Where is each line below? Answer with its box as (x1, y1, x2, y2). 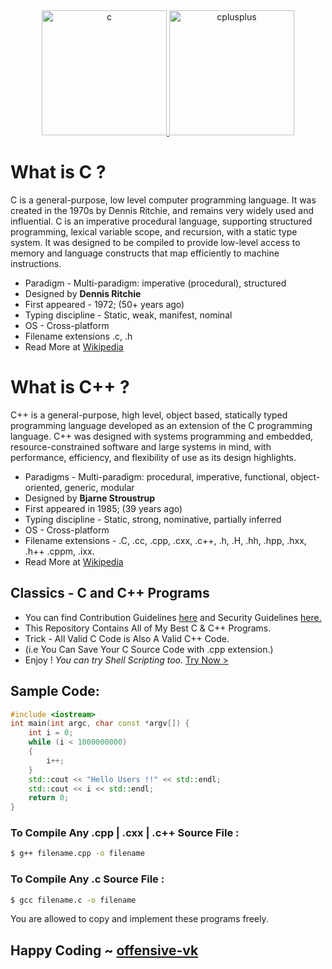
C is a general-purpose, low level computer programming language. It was (10, 194, 317, 206)
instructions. (10, 257, 62, 269)
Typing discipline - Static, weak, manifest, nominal (24, 309, 233, 321)
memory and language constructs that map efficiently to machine (10, 247, 280, 259)
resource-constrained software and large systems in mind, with (10, 440, 272, 453)
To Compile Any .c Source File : (10, 872, 165, 886)
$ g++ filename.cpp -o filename (10, 849, 145, 859)
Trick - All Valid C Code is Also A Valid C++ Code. (24, 632, 230, 644)
